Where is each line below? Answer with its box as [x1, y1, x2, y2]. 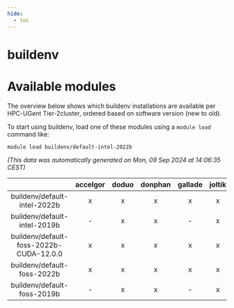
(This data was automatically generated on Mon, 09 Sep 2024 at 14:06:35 [7, 155, 221, 164]
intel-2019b [19, 220, 61, 230]
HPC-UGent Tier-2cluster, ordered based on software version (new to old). [7, 109, 221, 117]
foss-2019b [19, 288, 61, 298]
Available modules [7, 78, 116, 94]
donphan [140, 179, 171, 189]
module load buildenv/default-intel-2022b [7, 144, 132, 151]
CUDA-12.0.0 [16, 249, 63, 259]
